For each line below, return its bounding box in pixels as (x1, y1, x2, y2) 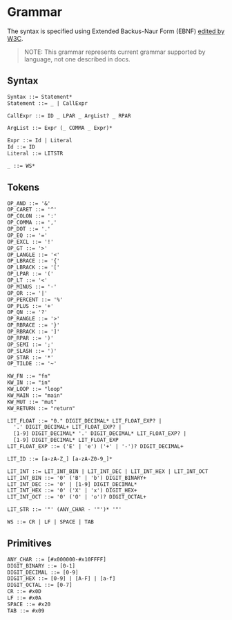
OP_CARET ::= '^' (7, 206, 57, 213)
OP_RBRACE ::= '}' (7, 322, 60, 329)
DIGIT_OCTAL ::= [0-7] (7, 581, 72, 589)
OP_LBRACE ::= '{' (7, 258, 60, 264)
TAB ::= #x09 (7, 607, 45, 614)
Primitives (7, 538, 52, 550)
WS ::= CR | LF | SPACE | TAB (7, 519, 95, 525)
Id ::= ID (7, 144, 36, 151)
